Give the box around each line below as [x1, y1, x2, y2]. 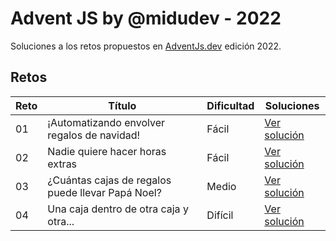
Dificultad [206, 98, 255, 112]
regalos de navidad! [47, 128, 141, 142]
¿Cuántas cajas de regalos [47, 173, 172, 187]
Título [108, 98, 137, 112]
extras [47, 157, 78, 171]
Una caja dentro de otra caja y [47, 202, 189, 216]
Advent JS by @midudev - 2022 [10, 7, 282, 30]
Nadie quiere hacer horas [47, 144, 167, 158]
